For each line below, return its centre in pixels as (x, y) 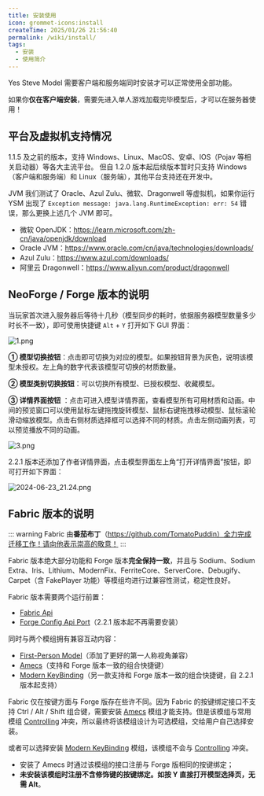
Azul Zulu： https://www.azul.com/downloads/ (94, 257)
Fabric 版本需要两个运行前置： (57, 597)
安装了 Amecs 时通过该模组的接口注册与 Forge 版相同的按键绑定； (126, 765)
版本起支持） (40, 685)
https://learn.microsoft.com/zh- (125, 230)
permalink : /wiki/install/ (52, 37)
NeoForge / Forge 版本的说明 (79, 295)
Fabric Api (36, 613)
